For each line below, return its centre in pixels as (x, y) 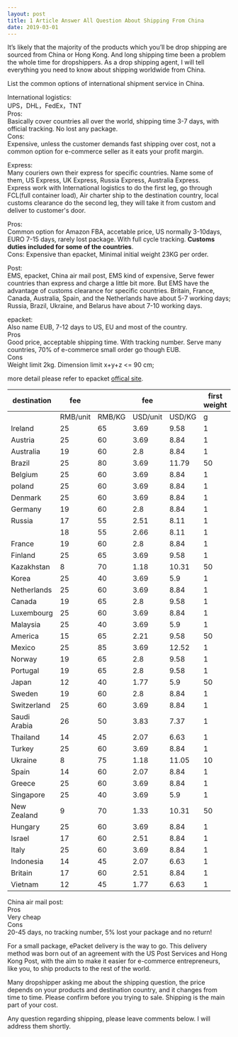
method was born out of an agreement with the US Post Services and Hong (118, 954)
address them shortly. (39, 1026)
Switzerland (31, 706)
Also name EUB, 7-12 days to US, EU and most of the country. (97, 327)
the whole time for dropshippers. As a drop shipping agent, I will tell (106, 62)
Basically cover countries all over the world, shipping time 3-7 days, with (113, 121)
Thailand (25, 737)
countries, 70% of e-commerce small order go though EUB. (94, 350)
